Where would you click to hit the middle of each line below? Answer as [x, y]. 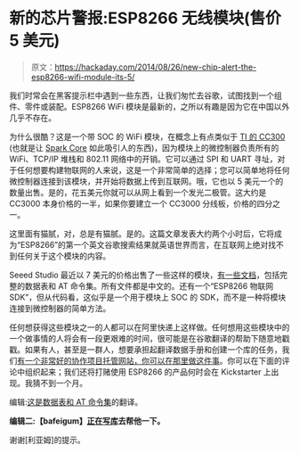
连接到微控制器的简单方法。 [60, 308]
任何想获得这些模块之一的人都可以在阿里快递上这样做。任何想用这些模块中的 [149, 327]
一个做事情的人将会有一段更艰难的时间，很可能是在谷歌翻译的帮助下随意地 [145, 338]
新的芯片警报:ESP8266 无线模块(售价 [145, 18]
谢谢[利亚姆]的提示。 [48, 440]
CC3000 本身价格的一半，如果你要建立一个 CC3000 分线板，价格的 [133, 203]
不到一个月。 [63, 383]
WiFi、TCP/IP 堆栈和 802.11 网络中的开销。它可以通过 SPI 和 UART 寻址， [143, 159]
